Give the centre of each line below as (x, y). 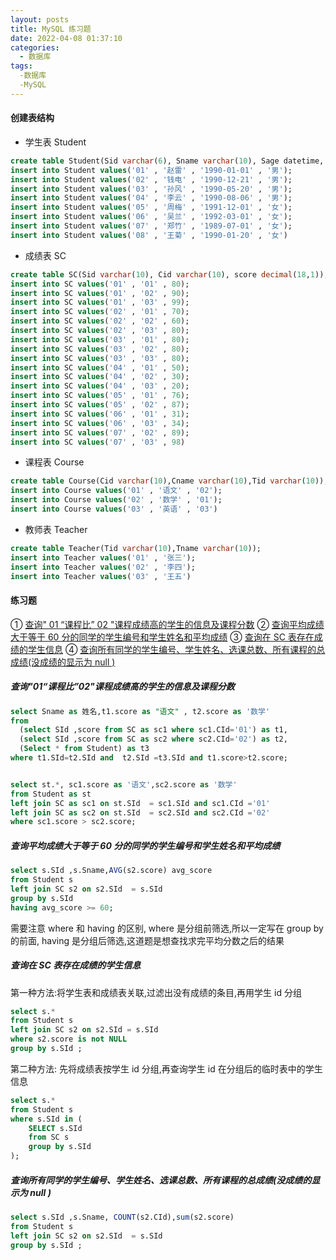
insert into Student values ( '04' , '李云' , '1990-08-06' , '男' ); (151, 198)
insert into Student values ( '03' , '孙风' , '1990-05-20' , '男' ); (151, 189)
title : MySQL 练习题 (51, 29)
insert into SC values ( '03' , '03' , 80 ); (100, 358)
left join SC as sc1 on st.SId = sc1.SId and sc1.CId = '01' (140, 803)
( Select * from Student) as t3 (84, 749)
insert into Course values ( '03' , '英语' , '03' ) (114, 509)
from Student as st (51, 794)
